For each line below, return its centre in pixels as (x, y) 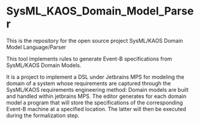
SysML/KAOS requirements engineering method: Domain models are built (97, 89)
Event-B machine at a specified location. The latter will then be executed (96, 109)
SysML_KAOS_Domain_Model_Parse (100, 11)
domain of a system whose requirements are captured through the (89, 83)
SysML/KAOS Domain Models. (44, 65)
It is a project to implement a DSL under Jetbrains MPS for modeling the (95, 77)
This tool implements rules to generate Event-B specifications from (89, 59)
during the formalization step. (43, 115)
